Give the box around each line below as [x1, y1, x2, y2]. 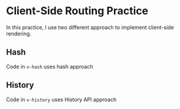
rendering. [6, 30, 31, 37]
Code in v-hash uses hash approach [6, 63, 93, 70]
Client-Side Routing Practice [6, 4, 149, 18]
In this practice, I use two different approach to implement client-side [6, 24, 174, 31]
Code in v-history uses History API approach [6, 96, 117, 103]
